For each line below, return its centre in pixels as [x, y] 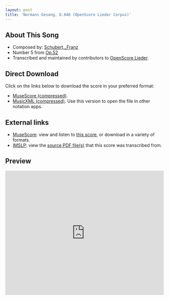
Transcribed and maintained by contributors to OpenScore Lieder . [81, 58]
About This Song [32, 35]
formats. [21, 140]
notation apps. [27, 107]
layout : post [19, 10]
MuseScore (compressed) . [40, 96]
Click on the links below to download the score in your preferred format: [80, 86]
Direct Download [32, 74]
